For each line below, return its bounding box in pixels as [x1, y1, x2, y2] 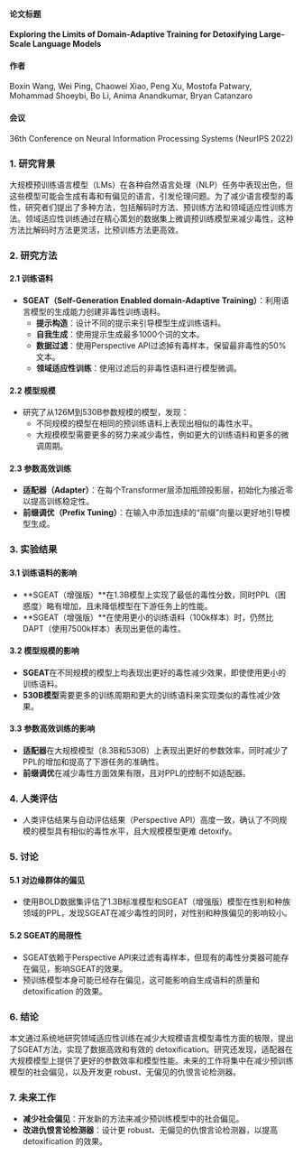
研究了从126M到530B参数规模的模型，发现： [22, 407, 189, 418]
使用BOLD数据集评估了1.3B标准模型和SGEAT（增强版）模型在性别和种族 [22, 896, 291, 907]
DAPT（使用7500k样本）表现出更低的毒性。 [22, 623, 187, 633]
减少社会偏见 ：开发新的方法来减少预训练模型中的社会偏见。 [22, 1113, 244, 1124]
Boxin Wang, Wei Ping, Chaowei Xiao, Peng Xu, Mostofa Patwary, [9, 81, 252, 92]
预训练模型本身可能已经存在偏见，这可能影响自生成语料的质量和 [22, 975, 260, 985]
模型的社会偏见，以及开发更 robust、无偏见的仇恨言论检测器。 [9, 1066, 242, 1077]
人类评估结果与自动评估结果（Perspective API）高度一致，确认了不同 [22, 815, 280, 826]
